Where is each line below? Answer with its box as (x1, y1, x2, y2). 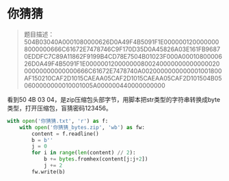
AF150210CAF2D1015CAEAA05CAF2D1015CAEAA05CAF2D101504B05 (23, 74, 222, 82)
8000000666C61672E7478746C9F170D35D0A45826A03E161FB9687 (23, 45, 221, 53)
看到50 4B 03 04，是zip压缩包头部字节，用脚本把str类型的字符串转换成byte (7, 95, 221, 103)
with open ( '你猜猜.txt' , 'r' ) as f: (7, 117, 109, 124)
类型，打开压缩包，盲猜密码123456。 (7, 104, 112, 112)
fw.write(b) (31, 168, 66, 175)
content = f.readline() (31, 130, 99, 137)
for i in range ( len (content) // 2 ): (31, 150, 136, 156)
